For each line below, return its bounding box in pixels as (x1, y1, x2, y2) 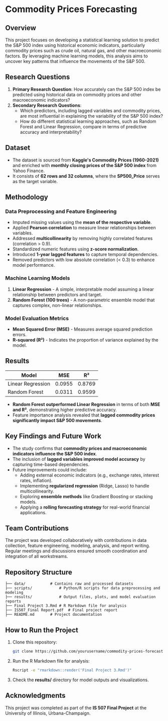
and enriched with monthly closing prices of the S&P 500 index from (12, 162, 157, 168)
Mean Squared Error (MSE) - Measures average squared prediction (12, 326, 153, 332)
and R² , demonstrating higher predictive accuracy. (12, 407, 117, 413)
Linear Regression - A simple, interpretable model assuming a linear (12, 286, 154, 292)
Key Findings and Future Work (5, 432, 102, 441)
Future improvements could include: (12, 466, 87, 472)
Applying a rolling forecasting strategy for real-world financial (20, 504, 150, 510)
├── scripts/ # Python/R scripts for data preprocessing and (5, 586, 160, 591)
